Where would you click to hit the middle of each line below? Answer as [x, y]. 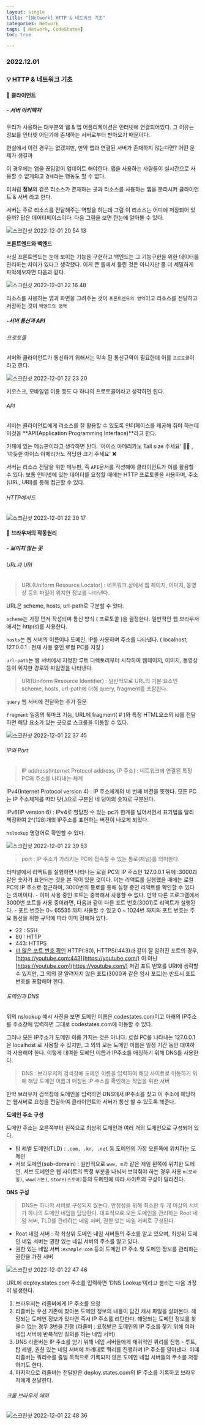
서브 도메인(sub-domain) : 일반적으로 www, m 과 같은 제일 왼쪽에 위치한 [99, 1164]
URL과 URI [19, 565]
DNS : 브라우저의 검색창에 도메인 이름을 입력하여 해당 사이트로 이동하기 [106, 1073]
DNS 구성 [18, 1192]
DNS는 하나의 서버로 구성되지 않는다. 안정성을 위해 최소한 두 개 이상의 [104, 1205]
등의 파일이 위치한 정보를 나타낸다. [69, 592]
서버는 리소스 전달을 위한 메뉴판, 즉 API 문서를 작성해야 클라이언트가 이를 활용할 [100, 467]
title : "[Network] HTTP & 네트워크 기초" [56, 18]
